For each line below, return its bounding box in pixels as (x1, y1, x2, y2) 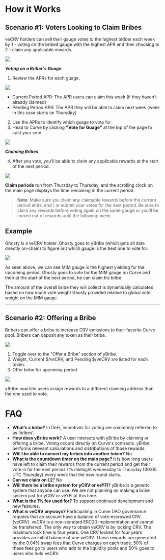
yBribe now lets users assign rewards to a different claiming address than (5, 385, 154, 391)
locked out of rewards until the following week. (17, 213, 112, 218)
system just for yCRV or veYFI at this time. (12, 492, 97, 498)
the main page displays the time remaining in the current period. (5, 188, 135, 193)
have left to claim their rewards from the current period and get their (12, 461, 151, 467)
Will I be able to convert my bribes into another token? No (12, 450, 132, 456)
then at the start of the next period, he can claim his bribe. (5, 275, 123, 280)
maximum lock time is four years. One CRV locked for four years (12, 529, 142, 535)
